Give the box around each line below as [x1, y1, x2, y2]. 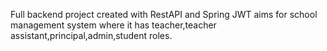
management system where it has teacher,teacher [10, 19, 217, 31]
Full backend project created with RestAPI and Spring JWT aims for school [10, 9, 318, 20]
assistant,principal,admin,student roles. [10, 30, 173, 41]
